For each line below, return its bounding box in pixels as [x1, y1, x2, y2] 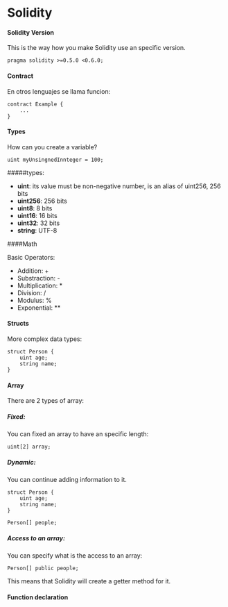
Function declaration [7, 592, 69, 601]
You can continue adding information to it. [7, 476, 127, 484]
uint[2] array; [7, 443, 51, 451]
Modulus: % [17, 296, 52, 304]
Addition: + [17, 266, 49, 275]
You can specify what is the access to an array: [7, 551, 143, 560]
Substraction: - [17, 274, 60, 282]
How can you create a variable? [7, 142, 98, 151]
